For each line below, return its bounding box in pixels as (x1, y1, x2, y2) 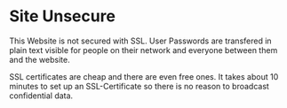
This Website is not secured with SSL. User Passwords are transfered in (9, 35, 273, 46)
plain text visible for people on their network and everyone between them (9, 44, 278, 55)
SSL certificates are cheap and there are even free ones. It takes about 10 (9, 71, 279, 81)
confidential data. (9, 90, 74, 101)
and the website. (9, 54, 70, 65)
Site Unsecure (9, 6, 116, 27)
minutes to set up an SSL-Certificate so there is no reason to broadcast (9, 81, 269, 91)
